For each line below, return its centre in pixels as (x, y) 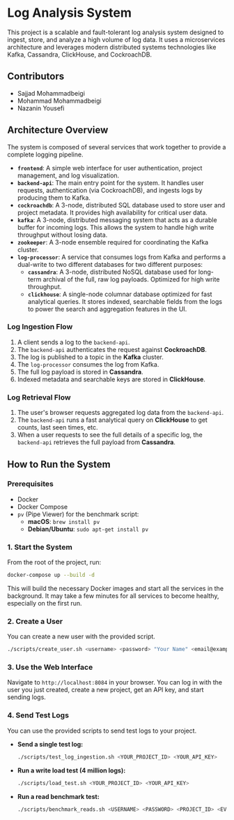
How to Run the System (59, 464)
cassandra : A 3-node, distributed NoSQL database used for (112, 272)
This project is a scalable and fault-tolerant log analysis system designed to (116, 32)
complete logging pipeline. (45, 154)
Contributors (36, 76)
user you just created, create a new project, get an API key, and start (106, 690)
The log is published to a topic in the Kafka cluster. (90, 357)
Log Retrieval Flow (39, 397)
